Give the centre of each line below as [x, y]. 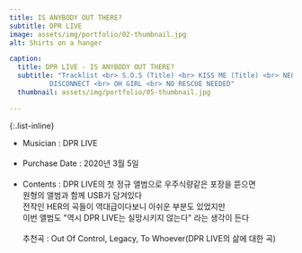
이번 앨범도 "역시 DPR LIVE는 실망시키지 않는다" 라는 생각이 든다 [136, 217]
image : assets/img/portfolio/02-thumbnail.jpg [98, 34]
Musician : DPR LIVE [60, 143]
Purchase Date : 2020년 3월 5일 [80, 163]
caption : [26, 59]
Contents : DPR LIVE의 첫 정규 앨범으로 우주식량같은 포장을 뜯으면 [139, 184]
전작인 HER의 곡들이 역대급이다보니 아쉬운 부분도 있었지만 [124, 206]
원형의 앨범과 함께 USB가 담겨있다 [82, 195]
